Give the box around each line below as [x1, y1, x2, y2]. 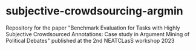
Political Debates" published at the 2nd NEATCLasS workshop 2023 [5, 37, 175, 44]
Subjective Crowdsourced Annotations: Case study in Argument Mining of [5, 30, 190, 37]
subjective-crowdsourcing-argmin [5, 4, 183, 18]
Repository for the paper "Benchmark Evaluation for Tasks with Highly [5, 24, 180, 31]
